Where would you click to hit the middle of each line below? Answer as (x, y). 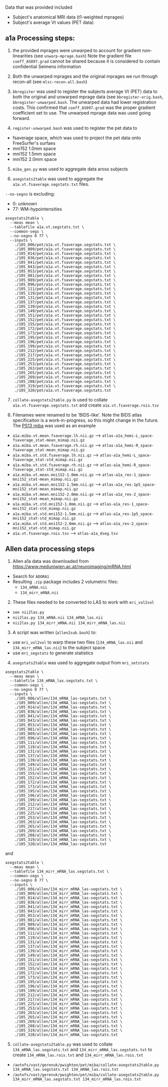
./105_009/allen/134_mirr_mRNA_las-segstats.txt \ (68, 893)
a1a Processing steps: (40, 38)
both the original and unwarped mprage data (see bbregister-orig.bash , (88, 97)
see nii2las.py (28, 612)
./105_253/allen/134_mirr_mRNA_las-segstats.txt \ (68, 1008)
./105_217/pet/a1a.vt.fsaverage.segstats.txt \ (65, 355)
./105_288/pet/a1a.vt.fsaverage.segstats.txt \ (65, 381)
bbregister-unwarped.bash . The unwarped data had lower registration (85, 102)
